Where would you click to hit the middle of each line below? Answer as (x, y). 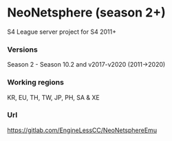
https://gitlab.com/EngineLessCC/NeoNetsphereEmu (82, 130)
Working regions (35, 83)
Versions (22, 50)
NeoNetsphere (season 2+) (87, 13)
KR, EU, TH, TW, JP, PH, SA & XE (53, 97)
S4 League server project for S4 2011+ (62, 32)
